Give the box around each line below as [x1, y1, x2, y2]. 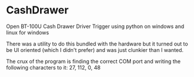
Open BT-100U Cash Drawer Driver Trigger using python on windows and [6, 23, 185, 30]
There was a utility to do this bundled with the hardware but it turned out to [6, 40, 189, 47]
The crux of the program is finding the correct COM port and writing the [6, 58, 181, 65]
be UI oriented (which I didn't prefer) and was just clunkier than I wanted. [6, 46, 184, 53]
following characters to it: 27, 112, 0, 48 [6, 64, 101, 71]
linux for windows [6, 29, 49, 36]
